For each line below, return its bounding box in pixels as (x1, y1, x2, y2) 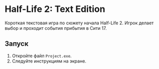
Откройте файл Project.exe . (12, 53, 72, 59)
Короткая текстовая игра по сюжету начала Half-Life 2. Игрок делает (5, 20, 154, 26)
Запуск (5, 40, 29, 48)
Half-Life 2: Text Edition (5, 3, 106, 15)
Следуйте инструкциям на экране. (12, 58, 86, 64)
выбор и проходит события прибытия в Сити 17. (5, 25, 107, 31)
